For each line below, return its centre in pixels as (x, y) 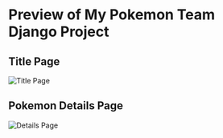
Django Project (59, 32)
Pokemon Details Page (66, 106)
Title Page (34, 61)
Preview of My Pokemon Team (112, 15)
